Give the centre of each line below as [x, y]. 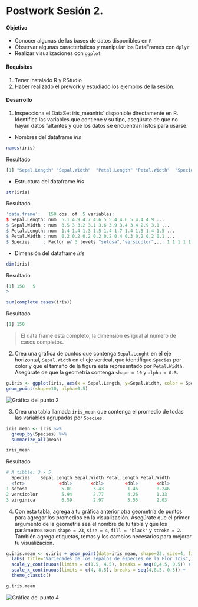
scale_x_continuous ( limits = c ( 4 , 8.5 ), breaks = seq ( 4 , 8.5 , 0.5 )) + [99, 570]
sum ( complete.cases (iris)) [39, 302]
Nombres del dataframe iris [48, 137]
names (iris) [21, 148]
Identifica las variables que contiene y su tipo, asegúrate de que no [96, 119]
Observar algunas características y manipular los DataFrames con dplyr [102, 47]
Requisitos [19, 67]
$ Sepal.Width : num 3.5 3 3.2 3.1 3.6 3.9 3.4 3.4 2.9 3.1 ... [88, 225]
